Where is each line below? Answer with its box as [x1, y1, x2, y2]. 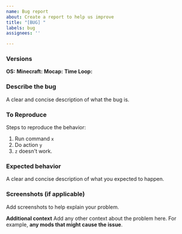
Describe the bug [6, 82, 57, 91]
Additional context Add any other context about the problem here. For [6, 215, 177, 222]
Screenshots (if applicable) [6, 190, 85, 198]
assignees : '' [6, 30, 41, 36]
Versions [6, 55, 32, 63]
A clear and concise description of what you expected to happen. [6, 175, 164, 183]
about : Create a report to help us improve [6, 14, 114, 20]
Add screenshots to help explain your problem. [6, 203, 119, 211]
